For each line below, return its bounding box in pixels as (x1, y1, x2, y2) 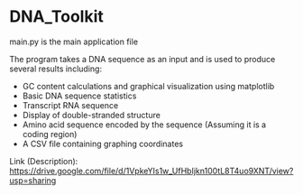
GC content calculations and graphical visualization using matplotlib (22, 80, 275, 91)
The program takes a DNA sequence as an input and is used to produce (9, 53, 276, 64)
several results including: (9, 63, 102, 74)
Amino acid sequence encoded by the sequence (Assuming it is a (22, 119, 267, 130)
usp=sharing (9, 174, 57, 186)
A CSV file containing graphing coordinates (22, 138, 183, 149)
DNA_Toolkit (9, 6, 104, 27)
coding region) (22, 128, 78, 139)
